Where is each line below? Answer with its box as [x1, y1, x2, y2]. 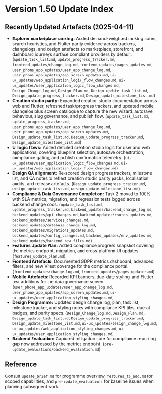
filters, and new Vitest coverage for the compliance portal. [12, 263, 129, 269]
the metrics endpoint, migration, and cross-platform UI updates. [12, 248, 140, 254]
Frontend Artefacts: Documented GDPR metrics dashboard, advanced [12, 258, 154, 264]
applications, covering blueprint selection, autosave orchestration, [12, 150, 145, 155]
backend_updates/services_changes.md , [12, 217, 90, 223]
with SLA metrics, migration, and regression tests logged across [12, 196, 140, 202]
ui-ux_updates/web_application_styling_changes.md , [12, 325, 118, 331]
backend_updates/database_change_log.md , [12, 222, 96, 227]
